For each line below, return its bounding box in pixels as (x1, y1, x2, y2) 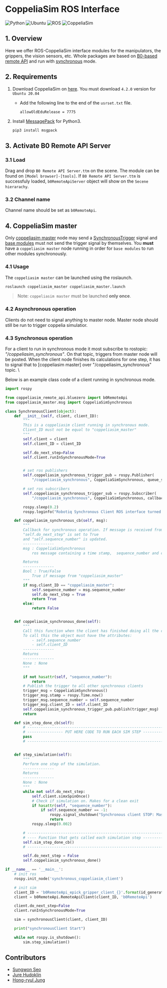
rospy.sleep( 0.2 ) (23, 504, 59, 509)
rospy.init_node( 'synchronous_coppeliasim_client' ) (14, 876, 123, 881)
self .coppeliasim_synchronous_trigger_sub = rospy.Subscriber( (23, 491, 157, 496)
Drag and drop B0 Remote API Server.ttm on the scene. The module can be (5, 168, 160, 174)
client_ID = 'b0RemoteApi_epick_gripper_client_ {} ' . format (14, 889, 139, 895)
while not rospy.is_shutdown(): (14, 935, 81, 940)
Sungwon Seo (12, 967, 41, 973)
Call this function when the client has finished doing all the (23, 628, 159, 633)
